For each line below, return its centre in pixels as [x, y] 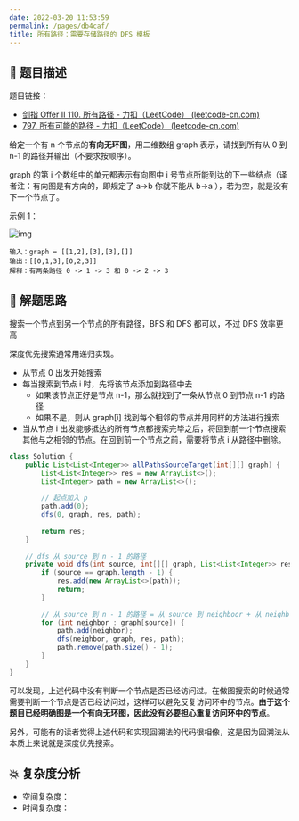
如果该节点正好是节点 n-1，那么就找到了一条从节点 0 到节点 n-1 [151, 395]
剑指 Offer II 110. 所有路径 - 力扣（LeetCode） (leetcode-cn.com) [141, 115]
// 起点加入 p [65, 498]
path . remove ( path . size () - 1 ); [115, 648]
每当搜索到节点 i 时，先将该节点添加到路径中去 [107, 384]
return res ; [64, 531]
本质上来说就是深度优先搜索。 [64, 742]
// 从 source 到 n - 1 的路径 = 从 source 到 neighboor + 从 [152, 614]
